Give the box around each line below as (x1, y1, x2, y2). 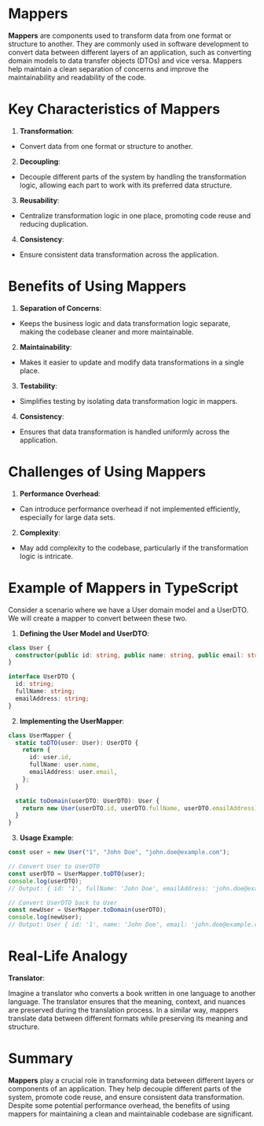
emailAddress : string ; (15, 694, 90, 702)
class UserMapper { (8, 732, 72, 739)
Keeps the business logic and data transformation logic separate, (19, 318, 231, 328)
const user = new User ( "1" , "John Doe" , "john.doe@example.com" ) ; (8, 848, 230, 857)
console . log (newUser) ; (8, 913, 82, 921)
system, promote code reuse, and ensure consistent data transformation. (8, 1092, 245, 1102)
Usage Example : (19, 833, 75, 843)
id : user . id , (28, 754, 72, 761)
